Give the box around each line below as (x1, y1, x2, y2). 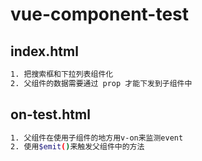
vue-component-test (10, 3, 190, 26)
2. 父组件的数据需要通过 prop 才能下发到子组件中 (10, 78, 193, 88)
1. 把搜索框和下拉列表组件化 (10, 69, 114, 79)
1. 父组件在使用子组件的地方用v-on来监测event (10, 133, 184, 143)
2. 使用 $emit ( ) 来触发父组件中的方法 (10, 142, 145, 152)
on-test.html (10, 106, 91, 123)
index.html (10, 43, 79, 60)
